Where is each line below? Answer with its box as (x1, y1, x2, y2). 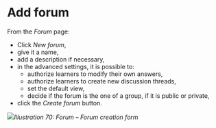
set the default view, (27, 84, 85, 92)
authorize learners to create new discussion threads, (27, 77, 177, 85)
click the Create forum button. (16, 99, 103, 107)
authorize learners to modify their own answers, (27, 70, 163, 78)
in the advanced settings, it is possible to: (16, 62, 135, 71)
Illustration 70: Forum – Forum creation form (14, 113, 139, 121)
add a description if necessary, (16, 55, 105, 63)
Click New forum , (16, 40, 67, 49)
